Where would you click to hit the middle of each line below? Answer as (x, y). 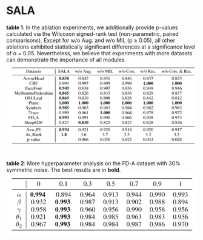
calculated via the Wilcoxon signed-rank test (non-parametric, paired (92, 33)
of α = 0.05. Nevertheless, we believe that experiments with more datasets (99, 53)
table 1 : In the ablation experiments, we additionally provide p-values (92, 27)
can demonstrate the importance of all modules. (66, 60)
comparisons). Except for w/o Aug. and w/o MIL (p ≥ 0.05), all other (91, 40)
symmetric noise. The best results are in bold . (64, 170)
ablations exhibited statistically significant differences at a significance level (101, 47)
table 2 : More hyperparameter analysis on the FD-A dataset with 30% (93, 163)
